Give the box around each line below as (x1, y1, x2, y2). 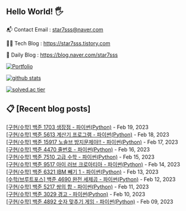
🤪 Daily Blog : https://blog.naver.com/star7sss (6, 51, 118, 58)
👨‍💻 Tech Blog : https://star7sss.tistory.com (6, 39, 111, 46)
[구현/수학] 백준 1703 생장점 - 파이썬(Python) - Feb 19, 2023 (6, 123, 149, 131)
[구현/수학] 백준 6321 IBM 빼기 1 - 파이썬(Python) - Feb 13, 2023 (6, 168, 159, 175)
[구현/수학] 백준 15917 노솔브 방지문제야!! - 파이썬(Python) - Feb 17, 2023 (6, 138, 178, 145)
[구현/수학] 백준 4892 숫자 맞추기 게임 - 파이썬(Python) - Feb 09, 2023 (6, 198, 174, 205)
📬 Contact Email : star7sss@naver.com (6, 26, 104, 33)
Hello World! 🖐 (6, 7, 64, 17)
